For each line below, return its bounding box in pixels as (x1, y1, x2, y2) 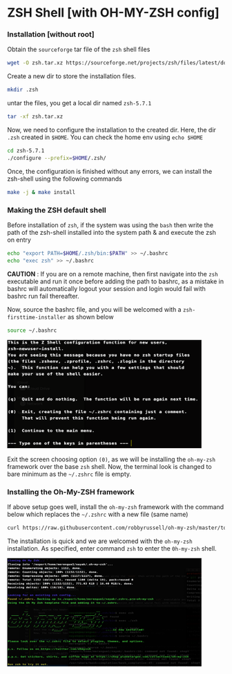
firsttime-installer (7, 314, 67, 321)
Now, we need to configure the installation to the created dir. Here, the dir (7, 126, 216, 134)
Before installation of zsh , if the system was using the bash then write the (7, 221, 214, 229)
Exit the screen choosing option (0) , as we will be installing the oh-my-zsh (7, 455, 216, 463)
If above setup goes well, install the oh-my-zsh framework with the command (7, 502, 224, 511)
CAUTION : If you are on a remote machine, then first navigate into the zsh (7, 269, 219, 278)
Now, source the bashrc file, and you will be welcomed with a (7, 305, 182, 313)
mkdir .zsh (7, 87, 39, 94)
